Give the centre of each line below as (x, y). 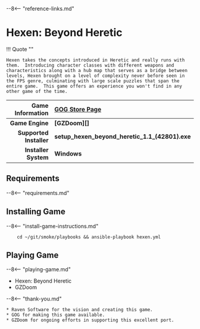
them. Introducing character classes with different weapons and (90, 65)
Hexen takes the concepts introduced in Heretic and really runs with (96, 60)
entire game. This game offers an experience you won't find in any (94, 86)
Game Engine (29, 123)
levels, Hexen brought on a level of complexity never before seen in (96, 76)
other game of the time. (37, 91)
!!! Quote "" (20, 49)
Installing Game (36, 212)
